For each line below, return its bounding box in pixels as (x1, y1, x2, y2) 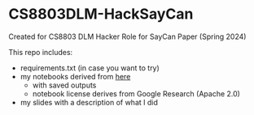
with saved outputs (32, 80, 97, 90)
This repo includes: (8, 47, 73, 57)
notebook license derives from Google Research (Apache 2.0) (32, 88, 240, 98)
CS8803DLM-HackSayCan (8, 5, 194, 23)
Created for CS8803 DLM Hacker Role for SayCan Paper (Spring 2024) (8, 32, 247, 41)
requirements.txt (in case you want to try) (20, 62, 160, 73)
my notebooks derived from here (20, 71, 131, 81)
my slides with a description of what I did (20, 97, 159, 107)
